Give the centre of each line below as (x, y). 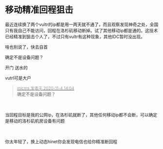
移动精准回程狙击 (39, 10)
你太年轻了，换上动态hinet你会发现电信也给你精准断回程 (61, 141)
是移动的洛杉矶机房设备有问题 (35, 121)
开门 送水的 (16, 67)
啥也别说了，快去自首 (26, 47)
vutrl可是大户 (18, 78)
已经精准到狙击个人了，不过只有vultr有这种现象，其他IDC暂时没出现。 (75, 37)
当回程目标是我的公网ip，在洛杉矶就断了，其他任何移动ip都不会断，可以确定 (81, 114)
